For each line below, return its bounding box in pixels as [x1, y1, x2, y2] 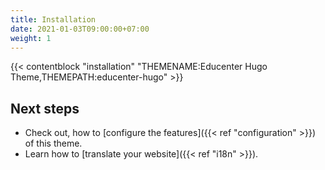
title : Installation [10, 14, 97, 25]
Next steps [10, 100, 80, 117]
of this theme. [24, 137, 83, 150]
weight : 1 [10, 33, 52, 43]
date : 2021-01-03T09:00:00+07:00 [10, 24, 150, 34]
